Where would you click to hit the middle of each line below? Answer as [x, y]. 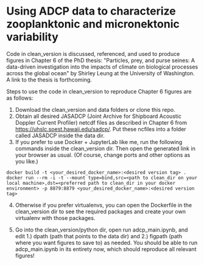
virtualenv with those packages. [55, 218]
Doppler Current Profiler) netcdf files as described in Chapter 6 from [101, 122]
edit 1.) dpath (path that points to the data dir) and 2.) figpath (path [99, 236]
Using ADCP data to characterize [91, 11]
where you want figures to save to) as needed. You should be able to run [106, 243]
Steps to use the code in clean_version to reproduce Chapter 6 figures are [99, 91]
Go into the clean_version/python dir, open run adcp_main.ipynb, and [101, 230]
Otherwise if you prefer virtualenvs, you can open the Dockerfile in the [104, 205]
